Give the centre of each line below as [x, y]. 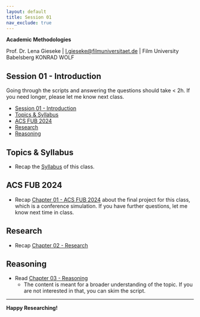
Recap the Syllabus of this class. [55, 167]
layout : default [26, 12]
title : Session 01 [29, 17]
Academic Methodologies [39, 40]
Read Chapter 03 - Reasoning [51, 278]
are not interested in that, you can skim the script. [85, 291]
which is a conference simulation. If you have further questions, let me [101, 206]
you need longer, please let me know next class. [65, 97]
